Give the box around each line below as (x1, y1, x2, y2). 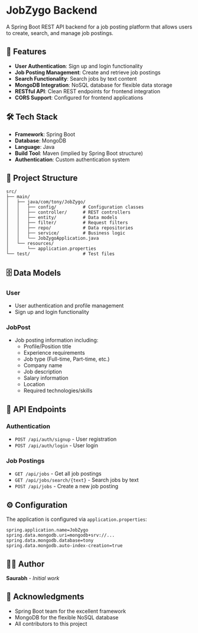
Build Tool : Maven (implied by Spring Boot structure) (14, 149, 144, 157)
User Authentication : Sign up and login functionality (14, 62, 143, 69)
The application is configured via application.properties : (6, 516, 147, 523)
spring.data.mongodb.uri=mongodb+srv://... (6, 532, 115, 539)
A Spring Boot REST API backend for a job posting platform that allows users (6, 23, 193, 30)
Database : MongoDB (14, 137, 67, 144)
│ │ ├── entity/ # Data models (6, 215, 118, 221)
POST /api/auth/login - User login (14, 442, 99, 449)
